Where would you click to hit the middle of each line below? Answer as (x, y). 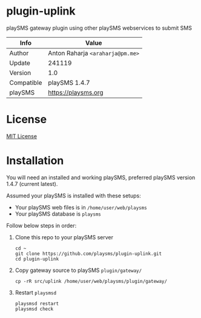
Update (20, 63)
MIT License (22, 136)
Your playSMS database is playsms (58, 214)
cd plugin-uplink (37, 259)
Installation (35, 161)
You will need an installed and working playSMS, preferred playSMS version (101, 177)
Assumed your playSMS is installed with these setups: (74, 196)
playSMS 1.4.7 (69, 82)
